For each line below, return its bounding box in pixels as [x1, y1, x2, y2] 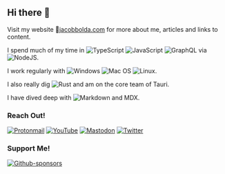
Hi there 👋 [7, 7, 50, 19]
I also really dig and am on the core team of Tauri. [7, 80, 170, 88]
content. [7, 32, 31, 41]
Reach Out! [7, 110, 46, 120]
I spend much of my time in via [7, 46, 207, 54]
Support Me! [7, 144, 50, 153]
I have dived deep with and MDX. [7, 93, 140, 101]
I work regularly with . [7, 66, 157, 75]
